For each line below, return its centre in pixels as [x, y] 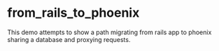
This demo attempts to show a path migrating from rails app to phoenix [109, 32]
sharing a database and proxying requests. [69, 39]
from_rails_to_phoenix [73, 13]
